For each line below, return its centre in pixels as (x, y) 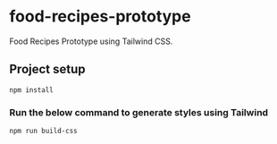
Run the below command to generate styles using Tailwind (139, 112)
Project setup (48, 69)
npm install (31, 90)
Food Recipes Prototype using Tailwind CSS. (91, 41)
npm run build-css (43, 131)
